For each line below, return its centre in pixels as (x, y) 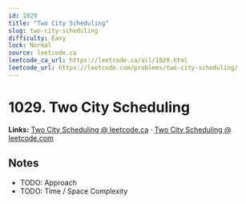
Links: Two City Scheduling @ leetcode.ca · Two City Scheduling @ (120, 130)
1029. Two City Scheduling (99, 107)
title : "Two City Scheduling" (59, 23)
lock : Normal (30, 46)
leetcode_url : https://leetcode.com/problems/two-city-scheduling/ (123, 68)
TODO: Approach (48, 182)
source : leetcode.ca (43, 53)
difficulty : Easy (37, 38)
